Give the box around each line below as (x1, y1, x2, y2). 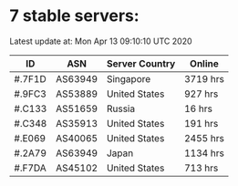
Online (190, 57, 219, 69)
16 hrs (183, 102, 212, 115)
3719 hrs (183, 72, 225, 85)
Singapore (106, 72, 151, 85)
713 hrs (183, 161, 219, 174)
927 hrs (183, 88, 219, 100)
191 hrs (183, 117, 219, 129)
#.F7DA (14, 161, 47, 174)
